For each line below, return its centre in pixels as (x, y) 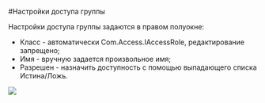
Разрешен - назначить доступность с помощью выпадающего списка (138, 67)
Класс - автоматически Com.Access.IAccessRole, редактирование (132, 42)
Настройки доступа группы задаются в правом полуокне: (106, 27)
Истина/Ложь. (44, 76)
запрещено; (40, 50)
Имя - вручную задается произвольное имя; (95, 59)
